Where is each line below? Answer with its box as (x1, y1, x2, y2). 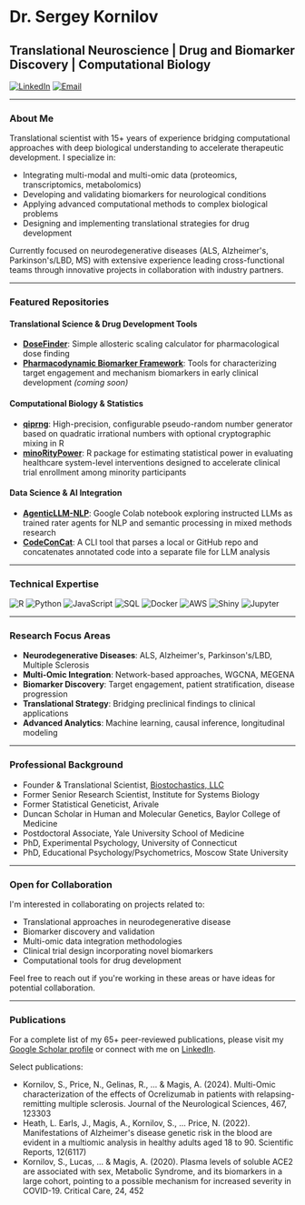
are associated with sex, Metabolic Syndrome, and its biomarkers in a (22, 1166, 283, 1177)
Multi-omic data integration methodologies (22, 936, 183, 947)
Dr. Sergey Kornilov (9, 6, 159, 27)
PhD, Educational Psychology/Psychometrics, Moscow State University (22, 847, 289, 858)
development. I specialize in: (9, 152, 116, 163)
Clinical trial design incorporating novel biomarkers (22, 946, 213, 957)
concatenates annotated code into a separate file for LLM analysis (22, 546, 271, 557)
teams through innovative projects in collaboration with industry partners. (9, 265, 284, 276)
